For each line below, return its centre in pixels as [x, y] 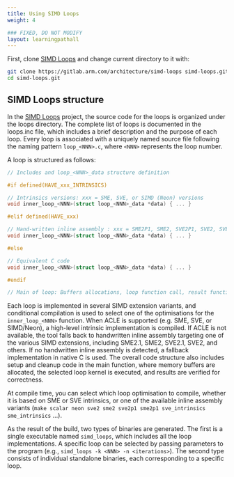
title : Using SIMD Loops [43, 14]
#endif [17, 280]
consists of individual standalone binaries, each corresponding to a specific [116, 459]
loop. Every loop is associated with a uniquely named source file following [113, 139]
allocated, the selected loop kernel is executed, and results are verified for [114, 373]
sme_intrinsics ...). [35, 416]
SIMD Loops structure [56, 100]
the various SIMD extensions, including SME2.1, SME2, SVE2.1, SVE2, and [112, 343]
